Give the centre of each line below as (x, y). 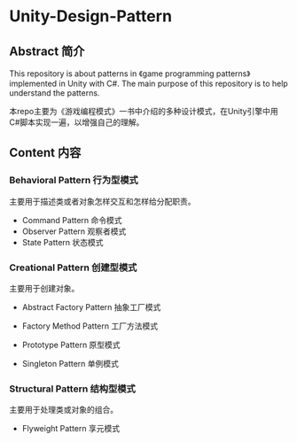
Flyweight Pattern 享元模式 (71, 429)
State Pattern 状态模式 (63, 242)
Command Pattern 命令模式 (72, 220)
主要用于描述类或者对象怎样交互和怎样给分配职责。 (102, 201)
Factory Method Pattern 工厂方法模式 (90, 326)
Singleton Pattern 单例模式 (70, 363)
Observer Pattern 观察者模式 (74, 231)
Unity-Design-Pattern (91, 16)
